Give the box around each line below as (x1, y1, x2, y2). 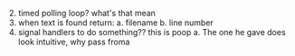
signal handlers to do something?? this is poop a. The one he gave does (17, 27, 287, 37)
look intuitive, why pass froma (17, 36, 130, 47)
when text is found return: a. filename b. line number (17, 17, 214, 28)
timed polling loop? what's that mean (17, 8, 157, 18)
